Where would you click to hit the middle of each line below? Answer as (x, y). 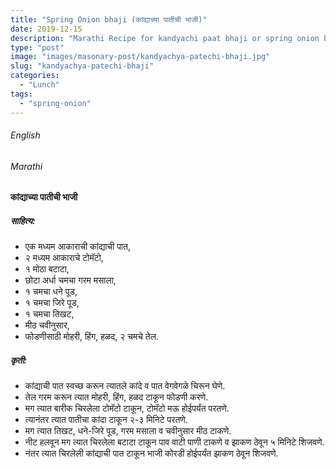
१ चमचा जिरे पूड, (52, 303)
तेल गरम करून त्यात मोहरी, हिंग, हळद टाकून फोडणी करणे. (116, 397)
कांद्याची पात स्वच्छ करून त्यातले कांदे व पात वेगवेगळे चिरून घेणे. (125, 386)
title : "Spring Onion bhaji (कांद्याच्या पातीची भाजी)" (109, 19)
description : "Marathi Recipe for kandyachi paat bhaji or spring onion (165, 38)
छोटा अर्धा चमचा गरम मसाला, (70, 280)
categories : (35, 76)
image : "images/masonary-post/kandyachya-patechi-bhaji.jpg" (140, 57)
